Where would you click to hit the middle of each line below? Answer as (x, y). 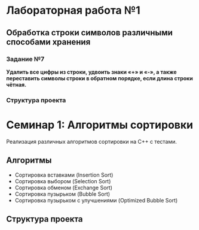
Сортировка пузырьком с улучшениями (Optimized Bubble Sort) (96, 200)
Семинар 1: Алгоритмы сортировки (99, 125)
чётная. (16, 84)
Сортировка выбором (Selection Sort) (63, 181)
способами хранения (48, 42)
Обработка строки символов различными (90, 33)
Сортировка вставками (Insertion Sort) (64, 175)
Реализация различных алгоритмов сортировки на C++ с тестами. (92, 141)
